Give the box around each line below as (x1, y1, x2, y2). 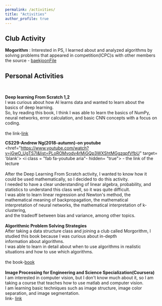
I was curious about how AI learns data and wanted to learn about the (5, 100, 144, 105)
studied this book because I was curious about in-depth (5, 233, 117, 239)
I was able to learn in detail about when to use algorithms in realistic (5, 244, 141, 249)
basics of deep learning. (5, 104, 54, 110)
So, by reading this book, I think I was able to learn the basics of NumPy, (5, 110, 150, 115)
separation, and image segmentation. (5, 290, 80, 296)
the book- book (5, 259, 35, 265)
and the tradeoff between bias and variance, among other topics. (5, 213, 136, 218)
